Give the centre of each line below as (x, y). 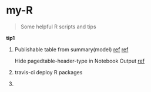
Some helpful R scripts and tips (58, 27)
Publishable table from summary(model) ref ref (71, 49)
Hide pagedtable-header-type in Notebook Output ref (80, 61)
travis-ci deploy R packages (48, 72)
